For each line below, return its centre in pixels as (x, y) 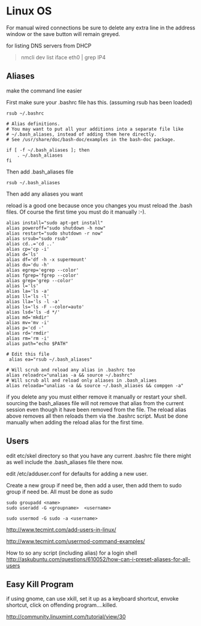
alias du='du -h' (28, 265)
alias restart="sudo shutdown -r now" (55, 233)
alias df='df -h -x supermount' (46, 259)
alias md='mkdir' (28, 317)
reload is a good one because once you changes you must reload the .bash (99, 205)
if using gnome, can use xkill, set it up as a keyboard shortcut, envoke (92, 599)
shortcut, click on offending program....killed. (62, 605)
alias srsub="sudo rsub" (37, 238)
